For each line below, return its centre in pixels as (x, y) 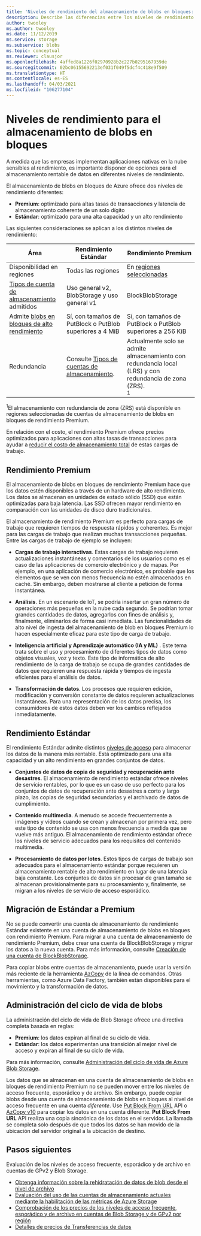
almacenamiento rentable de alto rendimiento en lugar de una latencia (101, 872)
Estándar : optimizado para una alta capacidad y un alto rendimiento (99, 216)
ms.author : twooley (31, 28)
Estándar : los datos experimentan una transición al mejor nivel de (96, 1044)
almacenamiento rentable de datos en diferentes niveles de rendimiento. (95, 174)
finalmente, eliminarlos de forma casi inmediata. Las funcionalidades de (103, 621)
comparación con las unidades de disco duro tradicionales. (79, 510)
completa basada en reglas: (40, 1026)
